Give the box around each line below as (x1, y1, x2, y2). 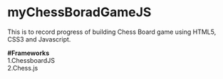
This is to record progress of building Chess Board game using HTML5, (7, 28, 217, 36)
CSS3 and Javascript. (7, 35, 71, 43)
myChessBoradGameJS (7, 4, 152, 20)
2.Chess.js (7, 63, 38, 72)
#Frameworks (7, 49, 50, 57)
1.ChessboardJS (7, 56, 56, 64)
